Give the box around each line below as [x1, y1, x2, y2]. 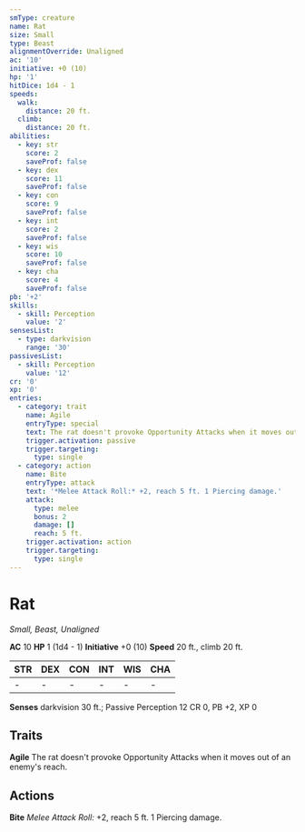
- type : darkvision [17, 335, 92, 344]
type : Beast [9, 38, 54, 48]
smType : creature [9, 13, 75, 23]
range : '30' [25, 343, 71, 352]
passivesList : [9, 351, 64, 360]
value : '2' [25, 317, 67, 327]
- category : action [17, 461, 92, 471]
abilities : [9, 132, 51, 141]
